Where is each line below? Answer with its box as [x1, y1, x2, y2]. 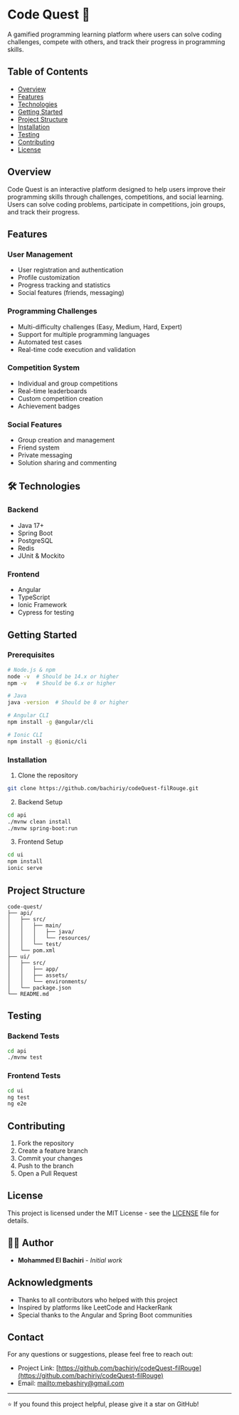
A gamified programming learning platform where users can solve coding [7, 30, 222, 38]
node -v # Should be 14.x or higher [7, 673, 119, 680]
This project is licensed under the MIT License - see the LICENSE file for [7, 1208, 219, 1217]
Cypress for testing [17, 608, 75, 617]
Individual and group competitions [17, 379, 118, 388]
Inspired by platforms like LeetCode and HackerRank [17, 1303, 173, 1312]
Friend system [17, 443, 60, 452]
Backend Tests [7, 1031, 60, 1041]
